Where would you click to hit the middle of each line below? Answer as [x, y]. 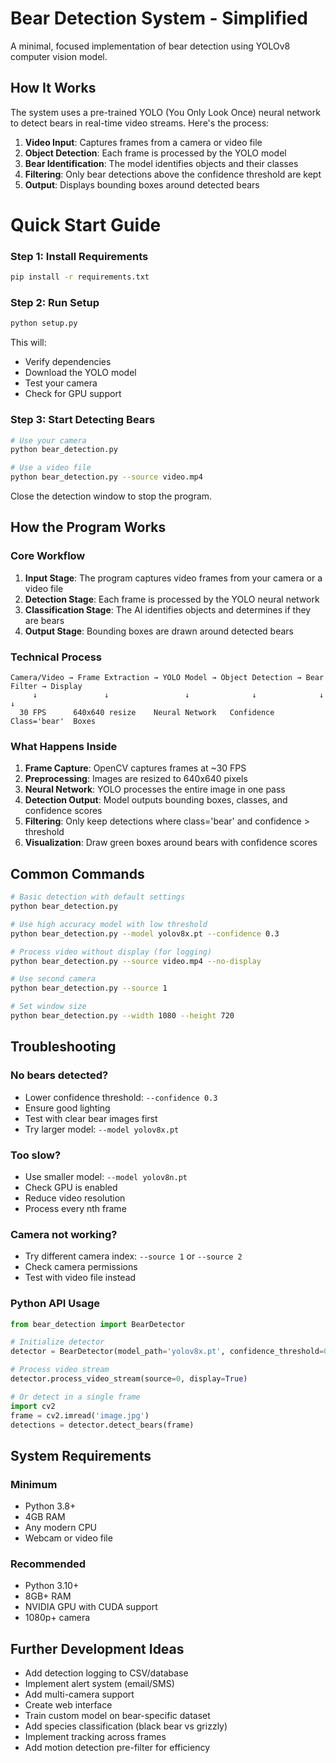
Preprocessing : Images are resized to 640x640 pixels [136, 779]
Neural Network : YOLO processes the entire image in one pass [155, 789]
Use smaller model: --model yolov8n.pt [106, 1176]
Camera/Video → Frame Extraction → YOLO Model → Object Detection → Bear [167, 678]
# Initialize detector [57, 1342]
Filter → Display [46, 687]
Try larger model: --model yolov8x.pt [102, 1129]
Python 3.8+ [50, 1506]
